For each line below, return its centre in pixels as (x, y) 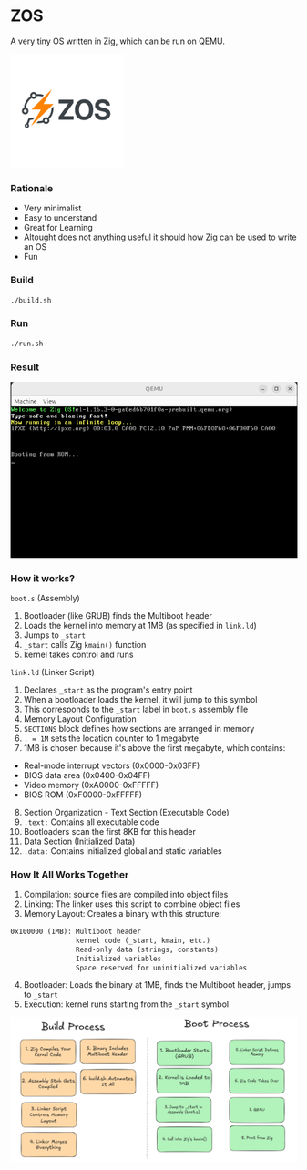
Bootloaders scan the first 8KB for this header (110, 831)
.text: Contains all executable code (91, 822)
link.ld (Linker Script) (52, 672)
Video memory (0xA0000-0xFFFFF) (91, 785)
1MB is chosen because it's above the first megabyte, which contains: (154, 747)
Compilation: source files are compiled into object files (126, 895)
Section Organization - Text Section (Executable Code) (127, 812)
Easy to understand (60, 218)
